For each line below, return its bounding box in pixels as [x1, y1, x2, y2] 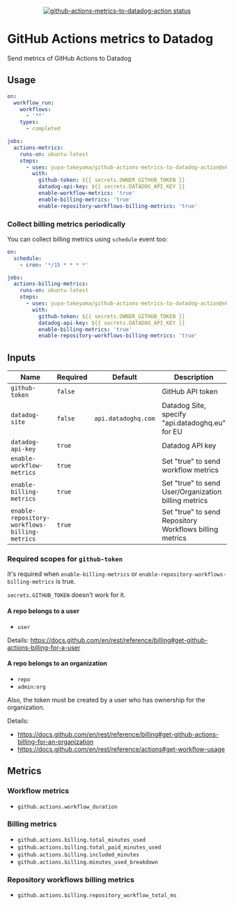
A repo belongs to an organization [7, 659, 108, 667]
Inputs [7, 352, 36, 363]
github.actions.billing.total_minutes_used [17, 836, 146, 843]
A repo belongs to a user [7, 607, 80, 615]
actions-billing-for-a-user [7, 643, 81, 651]
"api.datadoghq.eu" [162, 418, 226, 428]
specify [162, 409, 187, 419]
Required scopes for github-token [7, 554, 123, 564]
